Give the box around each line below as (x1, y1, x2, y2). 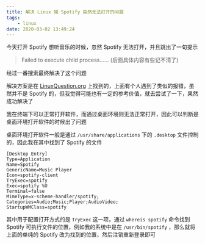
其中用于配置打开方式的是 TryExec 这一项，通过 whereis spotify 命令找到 (6, 216, 190, 223)
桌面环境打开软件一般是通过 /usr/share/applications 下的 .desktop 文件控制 (6, 131, 199, 138)
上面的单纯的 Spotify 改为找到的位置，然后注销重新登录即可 (6, 231, 156, 239)
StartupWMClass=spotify (6, 204, 67, 210)
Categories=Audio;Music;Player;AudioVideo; (6, 199, 119, 205)
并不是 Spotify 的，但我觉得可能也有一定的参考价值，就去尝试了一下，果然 (11, 90, 198, 98)
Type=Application (6, 156, 51, 162)
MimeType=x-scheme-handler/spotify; (6, 193, 99, 200)
